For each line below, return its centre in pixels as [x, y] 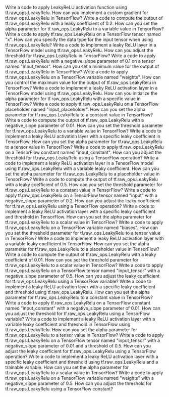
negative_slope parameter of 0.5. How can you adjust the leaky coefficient [82, 276]
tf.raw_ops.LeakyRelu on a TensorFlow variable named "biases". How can [81, 228]
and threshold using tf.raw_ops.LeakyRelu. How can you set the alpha [78, 292]
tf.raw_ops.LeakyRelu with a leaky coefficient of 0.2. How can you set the [81, 23]
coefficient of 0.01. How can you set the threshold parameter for [72, 260]
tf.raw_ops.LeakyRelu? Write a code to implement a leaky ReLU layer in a [81, 45]
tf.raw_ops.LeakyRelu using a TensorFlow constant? [59, 389]
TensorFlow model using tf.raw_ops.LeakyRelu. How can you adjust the [79, 50]
